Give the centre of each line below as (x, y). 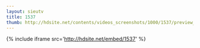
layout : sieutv (25, 11)
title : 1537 (21, 17)
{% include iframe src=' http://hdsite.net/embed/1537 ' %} (76, 39)
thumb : (14, 22)
